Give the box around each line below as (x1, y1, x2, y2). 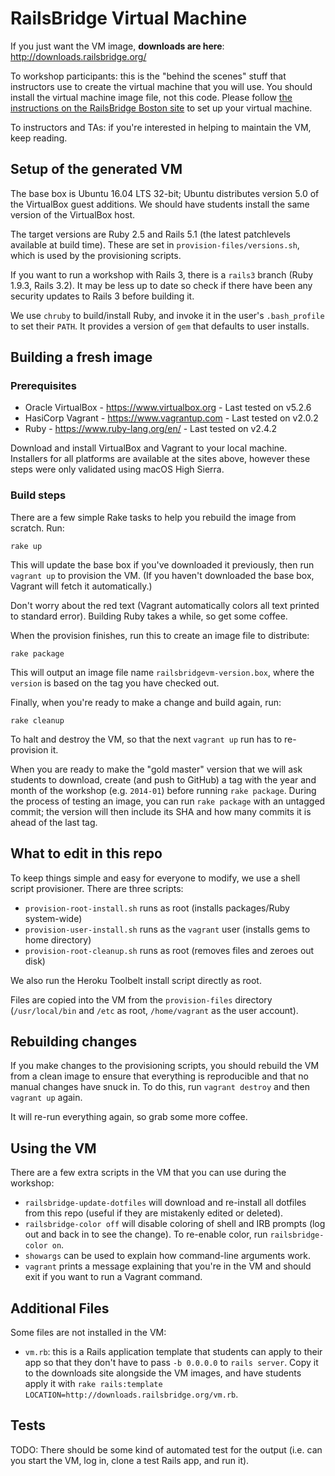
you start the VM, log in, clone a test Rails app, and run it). (10, 1454, 250, 1466)
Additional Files (10, 1300, 110, 1317)
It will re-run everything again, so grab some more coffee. (10, 1111, 248, 1123)
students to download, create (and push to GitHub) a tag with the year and (10, 773, 317, 786)
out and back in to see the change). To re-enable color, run (24, 1228, 268, 1241)
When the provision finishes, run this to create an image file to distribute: (10, 629, 310, 641)
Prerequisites (10, 379, 77, 393)
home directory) (24, 933, 92, 946)
